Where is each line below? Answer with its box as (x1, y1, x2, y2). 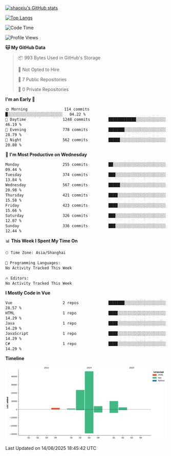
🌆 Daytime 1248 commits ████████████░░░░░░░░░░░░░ (5, 117, 166, 122)
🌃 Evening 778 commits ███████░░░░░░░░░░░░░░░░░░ (5, 127, 166, 132)
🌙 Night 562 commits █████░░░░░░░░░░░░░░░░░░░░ (5, 138, 166, 143)
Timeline (5, 355, 25, 361)
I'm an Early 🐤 (5, 96, 35, 102)
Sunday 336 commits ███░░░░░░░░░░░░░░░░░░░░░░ (5, 223, 166, 229)
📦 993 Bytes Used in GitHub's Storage (17, 55, 101, 61)
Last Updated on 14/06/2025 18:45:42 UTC (5, 445, 96, 451)
